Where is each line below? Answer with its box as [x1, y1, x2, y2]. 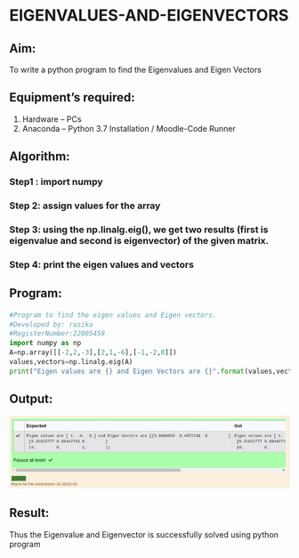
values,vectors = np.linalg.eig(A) [9, 358, 133, 367]
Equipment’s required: [9, 90, 135, 105]
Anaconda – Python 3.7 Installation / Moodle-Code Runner [21, 123, 236, 133]
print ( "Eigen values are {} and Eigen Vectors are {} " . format [9, 367, 245, 376]
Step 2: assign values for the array [9, 199, 161, 212]
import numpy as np [9, 339, 82, 348]
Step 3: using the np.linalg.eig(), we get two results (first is [9, 223, 269, 236]
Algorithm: [9, 149, 70, 165]
